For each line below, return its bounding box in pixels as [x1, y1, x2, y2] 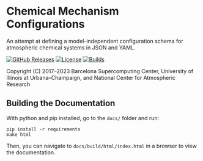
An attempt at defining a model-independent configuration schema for [6, 37, 183, 45]
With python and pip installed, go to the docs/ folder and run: [6, 114, 160, 121]
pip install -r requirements [6, 126, 81, 132]
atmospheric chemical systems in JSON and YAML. [6, 44, 136, 51]
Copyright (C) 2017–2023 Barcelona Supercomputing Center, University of [6, 67, 194, 74]
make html [6, 131, 32, 138]
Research [6, 80, 31, 88]
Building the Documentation [6, 98, 116, 109]
